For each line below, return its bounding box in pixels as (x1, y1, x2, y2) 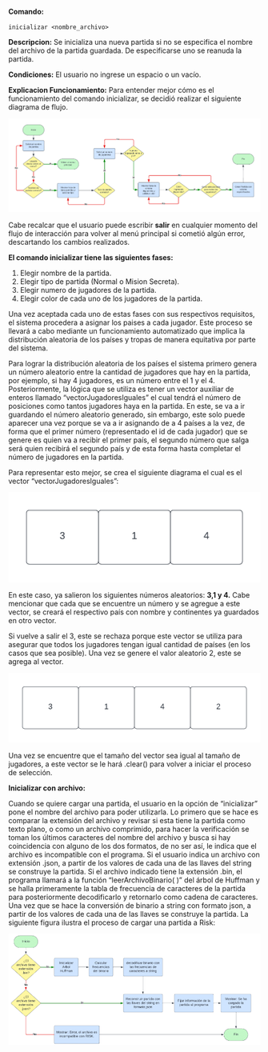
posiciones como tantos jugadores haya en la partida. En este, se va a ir (8, 401, 246, 410)
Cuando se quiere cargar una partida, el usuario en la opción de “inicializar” (8, 798, 258, 808)
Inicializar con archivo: (8, 783, 86, 793)
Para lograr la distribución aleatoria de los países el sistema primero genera (8, 358, 258, 368)
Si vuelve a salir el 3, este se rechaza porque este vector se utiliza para (8, 631, 242, 641)
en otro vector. (8, 615, 57, 625)
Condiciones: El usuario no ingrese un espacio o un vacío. (8, 70, 202, 79)
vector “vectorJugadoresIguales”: (8, 476, 119, 486)
